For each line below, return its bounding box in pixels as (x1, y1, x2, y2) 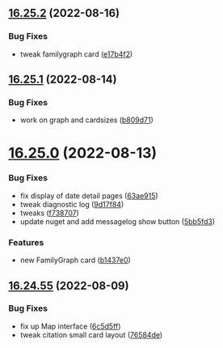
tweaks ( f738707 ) (19, 208, 79, 218)
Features (8, 236, 44, 248)
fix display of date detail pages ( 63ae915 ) (19, 190, 159, 201)
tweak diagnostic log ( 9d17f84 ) (19, 199, 124, 209)
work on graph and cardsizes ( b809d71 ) (19, 115, 154, 125)
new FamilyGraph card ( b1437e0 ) (19, 255, 131, 265)
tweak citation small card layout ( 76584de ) (19, 329, 163, 339)
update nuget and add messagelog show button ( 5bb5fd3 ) (19, 216, 216, 226)
